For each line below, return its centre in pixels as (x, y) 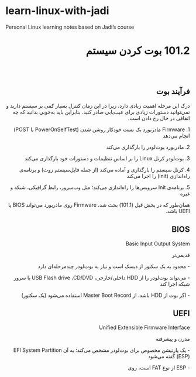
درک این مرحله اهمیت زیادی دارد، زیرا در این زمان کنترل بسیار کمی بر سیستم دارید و (98, 105)
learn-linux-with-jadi (57, 11)
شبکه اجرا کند (175, 284)
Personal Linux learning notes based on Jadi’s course (70, 27)
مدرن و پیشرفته (173, 339)
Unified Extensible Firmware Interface (144, 328)
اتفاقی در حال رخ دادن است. (159, 118)
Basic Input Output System (158, 244)
